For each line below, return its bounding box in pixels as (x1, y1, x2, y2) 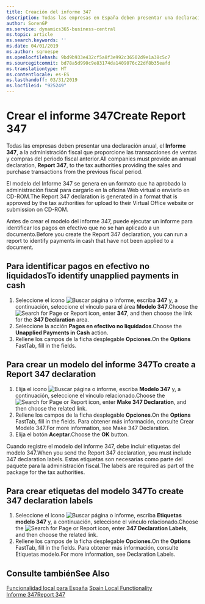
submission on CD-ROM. (6, 206, 69, 213)
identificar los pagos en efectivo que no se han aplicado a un (6, 224, 160, 231)
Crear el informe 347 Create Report (6, 109, 186, 123)
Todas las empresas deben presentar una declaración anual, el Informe (6, 142, 186, 149)
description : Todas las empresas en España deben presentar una (6, 15, 173, 21)
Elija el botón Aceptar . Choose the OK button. (15, 431, 129, 438)
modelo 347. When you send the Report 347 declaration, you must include (6, 449, 192, 456)
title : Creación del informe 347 (6, 9, 92, 15)
